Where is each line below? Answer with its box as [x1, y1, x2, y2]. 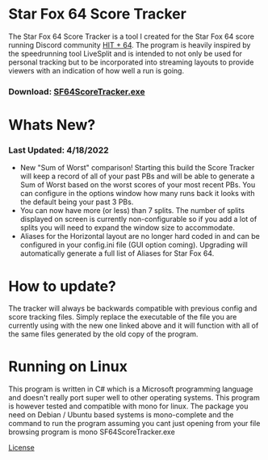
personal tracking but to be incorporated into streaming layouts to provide [8, 57, 254, 67]
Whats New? [8, 116, 96, 134]
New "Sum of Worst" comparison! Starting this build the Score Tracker [19, 163, 255, 173]
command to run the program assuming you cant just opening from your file [8, 419, 261, 429]
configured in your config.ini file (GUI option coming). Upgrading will [19, 240, 248, 250]
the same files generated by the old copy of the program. [8, 329, 199, 339]
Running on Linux [8, 358, 128, 376]
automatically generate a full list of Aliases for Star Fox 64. [19, 249, 215, 258]
